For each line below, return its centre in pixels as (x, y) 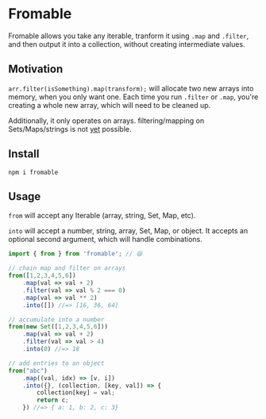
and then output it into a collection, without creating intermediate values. (127, 44)
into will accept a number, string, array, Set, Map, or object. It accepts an (128, 231)
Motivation (36, 69)
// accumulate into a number (56, 319)
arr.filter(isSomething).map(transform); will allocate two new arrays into (131, 88)
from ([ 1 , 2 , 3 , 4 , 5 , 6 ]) (42, 276)
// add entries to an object (56, 363)
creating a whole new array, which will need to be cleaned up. (110, 105)
